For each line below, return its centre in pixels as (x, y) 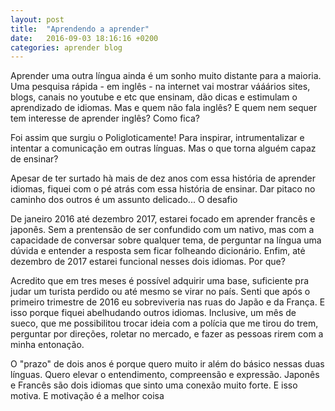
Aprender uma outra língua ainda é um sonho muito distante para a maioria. (166, 76)
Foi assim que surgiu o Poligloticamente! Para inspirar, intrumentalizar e (157, 138)
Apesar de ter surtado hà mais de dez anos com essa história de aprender (163, 178)
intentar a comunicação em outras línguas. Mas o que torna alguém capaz (163, 148)
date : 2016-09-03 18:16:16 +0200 (84, 38)
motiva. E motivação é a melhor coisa (87, 396)
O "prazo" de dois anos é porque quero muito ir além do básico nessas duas (167, 364)
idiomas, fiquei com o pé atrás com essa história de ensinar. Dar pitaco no (163, 189)
